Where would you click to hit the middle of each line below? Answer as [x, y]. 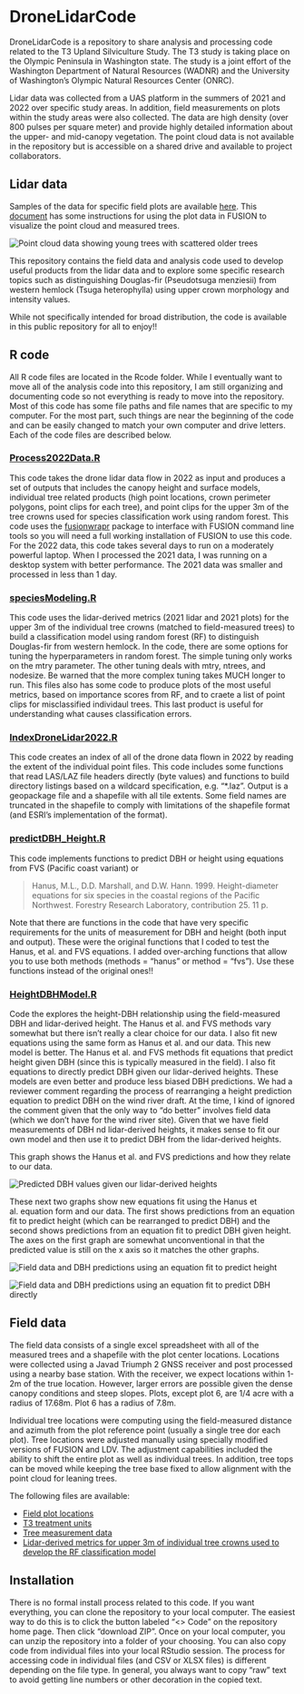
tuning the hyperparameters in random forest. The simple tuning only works [151, 656]
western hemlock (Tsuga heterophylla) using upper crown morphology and [149, 289]
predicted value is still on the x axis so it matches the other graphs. [134, 1250]
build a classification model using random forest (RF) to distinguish [134, 637]
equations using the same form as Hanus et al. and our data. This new [140, 1043]
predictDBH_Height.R [58, 838]
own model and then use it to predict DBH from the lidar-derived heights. [146, 1140]
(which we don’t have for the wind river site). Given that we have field [139, 1120]
